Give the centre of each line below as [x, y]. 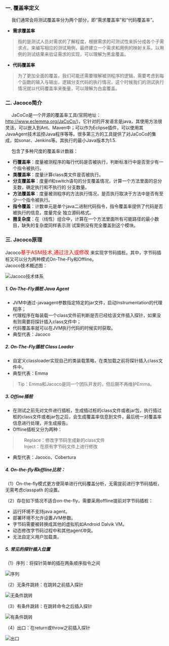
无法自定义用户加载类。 [37, 536]
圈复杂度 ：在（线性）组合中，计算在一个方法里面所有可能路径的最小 [83, 219]
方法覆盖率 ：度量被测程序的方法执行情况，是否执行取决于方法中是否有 [86, 193]
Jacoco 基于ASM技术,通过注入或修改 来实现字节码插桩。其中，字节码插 [83, 252]
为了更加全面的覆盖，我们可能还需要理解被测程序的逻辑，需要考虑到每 [91, 76]
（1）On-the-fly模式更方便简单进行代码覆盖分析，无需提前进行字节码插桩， [84, 483]
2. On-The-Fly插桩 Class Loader [40, 347]
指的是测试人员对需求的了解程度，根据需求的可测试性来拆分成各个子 [89, 42]
